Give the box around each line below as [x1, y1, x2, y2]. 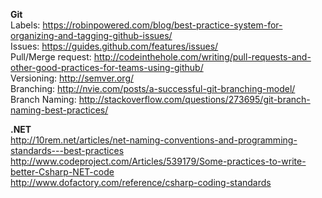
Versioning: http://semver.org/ [10, 72, 135, 84]
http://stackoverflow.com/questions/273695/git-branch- [78, 94, 311, 105]
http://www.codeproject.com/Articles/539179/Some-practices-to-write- [10, 155, 307, 167]
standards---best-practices [10, 145, 125, 156]
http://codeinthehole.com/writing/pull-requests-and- [93, 51, 312, 63]
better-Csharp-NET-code [10, 166, 115, 178]
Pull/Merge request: [10, 51, 92, 63]
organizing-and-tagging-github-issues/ [10, 30, 173, 41]
